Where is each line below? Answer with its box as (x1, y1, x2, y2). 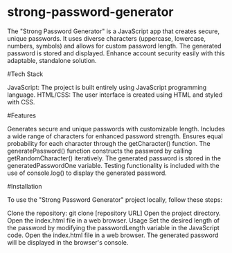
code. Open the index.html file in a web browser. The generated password (7, 231, 219, 239)
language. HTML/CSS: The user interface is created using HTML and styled (7, 91, 223, 99)
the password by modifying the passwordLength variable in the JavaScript (7, 223, 220, 232)
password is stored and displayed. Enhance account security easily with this (7, 49, 225, 57)
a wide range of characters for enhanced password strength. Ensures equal (7, 132, 223, 140)
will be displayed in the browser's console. (7, 238, 129, 246)
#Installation (7, 182, 43, 190)
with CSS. (7, 97, 35, 106)
